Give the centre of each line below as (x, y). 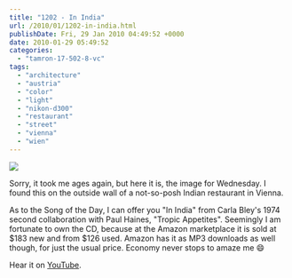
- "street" (37, 125)
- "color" (35, 91)
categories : (31, 51)
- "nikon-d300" (45, 108)
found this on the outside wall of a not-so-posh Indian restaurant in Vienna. (146, 193)
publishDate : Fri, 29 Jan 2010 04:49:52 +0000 (97, 34)
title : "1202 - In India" (57, 17)
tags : (19, 68)
